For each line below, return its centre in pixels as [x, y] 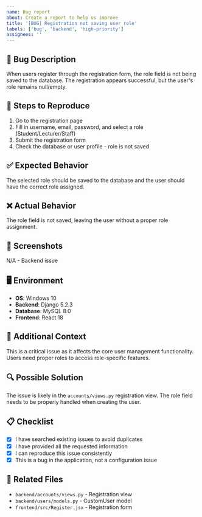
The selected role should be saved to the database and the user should [96, 180]
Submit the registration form [50, 140]
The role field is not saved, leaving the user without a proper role [87, 220]
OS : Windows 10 [36, 298]
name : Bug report [28, 12]
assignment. [22, 227]
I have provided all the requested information [71, 446]
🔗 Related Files [35, 480]
